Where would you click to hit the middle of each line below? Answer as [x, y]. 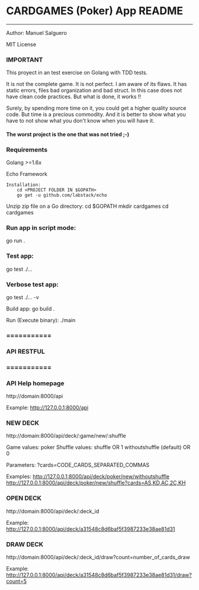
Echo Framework [27, 174]
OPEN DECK [24, 498]
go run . [16, 241]
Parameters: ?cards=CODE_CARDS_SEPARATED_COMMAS [78, 465]
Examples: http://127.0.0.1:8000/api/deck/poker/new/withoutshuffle [88, 477]
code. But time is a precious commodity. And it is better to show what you [96, 114]
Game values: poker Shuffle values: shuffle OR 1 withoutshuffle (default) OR [98, 447]
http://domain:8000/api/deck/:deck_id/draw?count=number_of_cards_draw [98, 557]
